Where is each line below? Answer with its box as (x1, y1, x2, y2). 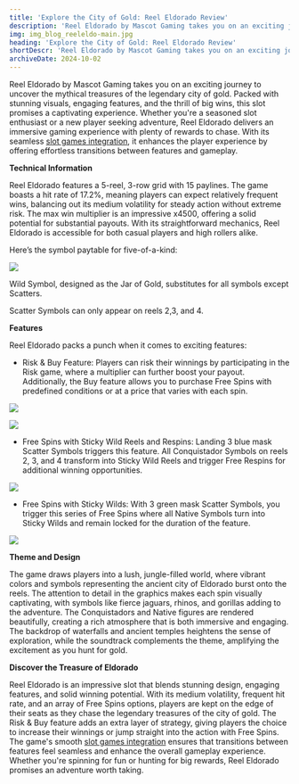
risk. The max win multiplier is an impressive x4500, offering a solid (9, 209, 256, 219)
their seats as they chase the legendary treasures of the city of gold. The (9, 708, 277, 718)
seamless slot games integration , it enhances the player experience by (9, 136, 269, 146)
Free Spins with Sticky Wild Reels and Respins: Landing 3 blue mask (21, 436, 273, 447)
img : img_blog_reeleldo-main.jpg (9, 29, 133, 38)
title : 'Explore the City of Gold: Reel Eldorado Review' (9, 12, 229, 22)
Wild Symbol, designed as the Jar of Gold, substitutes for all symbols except (9, 278, 289, 289)
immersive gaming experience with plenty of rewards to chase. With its (9, 127, 270, 136)
